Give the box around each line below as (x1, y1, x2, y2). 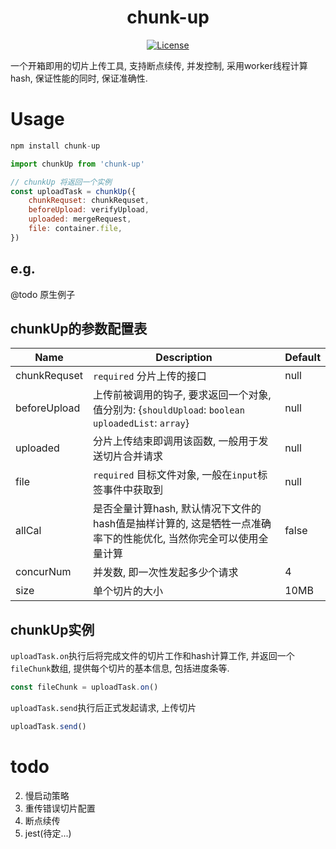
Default (284, 351, 321, 365)
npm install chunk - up (10, 141, 101, 151)
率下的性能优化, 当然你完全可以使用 (92, 532, 259, 546)
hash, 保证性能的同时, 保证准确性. (10, 72, 148, 84)
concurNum (15, 565, 72, 579)
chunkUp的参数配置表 (10, 320, 148, 337)
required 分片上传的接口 (92, 369, 207, 383)
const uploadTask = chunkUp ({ (10, 186, 137, 196)
